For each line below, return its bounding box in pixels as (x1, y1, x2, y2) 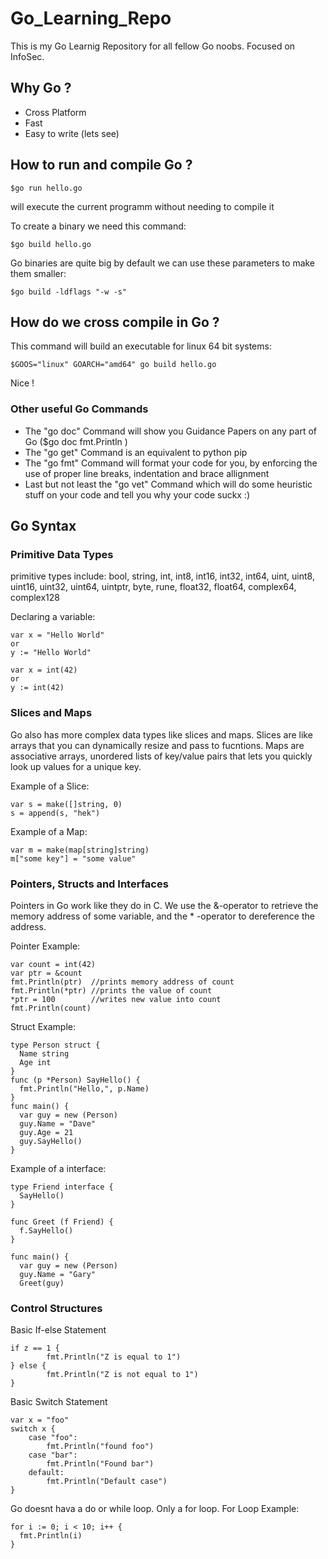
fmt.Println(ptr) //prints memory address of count (10, 977, 235, 987)
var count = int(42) (10, 959, 97, 969)
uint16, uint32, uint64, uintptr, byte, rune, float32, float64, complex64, (10, 581, 297, 593)
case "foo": (28, 1433, 78, 1443)
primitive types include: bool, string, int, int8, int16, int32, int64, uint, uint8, (10, 570, 315, 582)
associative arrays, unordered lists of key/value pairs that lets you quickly (10, 750, 313, 762)
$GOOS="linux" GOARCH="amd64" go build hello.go (10, 360, 217, 370)
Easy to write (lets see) (24, 127, 120, 139)
